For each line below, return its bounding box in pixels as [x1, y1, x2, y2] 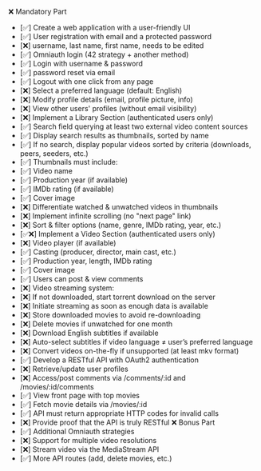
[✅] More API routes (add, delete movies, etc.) [19, 453, 172, 463]
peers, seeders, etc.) [19, 149, 89, 158]
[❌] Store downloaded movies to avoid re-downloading [19, 310, 201, 319]
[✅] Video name [19, 166, 73, 175]
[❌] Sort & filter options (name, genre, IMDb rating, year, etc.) [19, 220, 222, 230]
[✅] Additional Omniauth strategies [19, 427, 135, 436]
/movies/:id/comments [19, 382, 94, 391]
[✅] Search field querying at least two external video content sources [19, 122, 248, 131]
